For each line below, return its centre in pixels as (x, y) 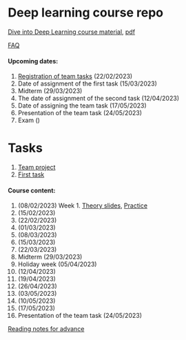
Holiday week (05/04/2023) (57, 264)
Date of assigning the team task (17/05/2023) (82, 106)
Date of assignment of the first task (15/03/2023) (87, 83)
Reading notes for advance (46, 329)
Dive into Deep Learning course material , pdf (72, 32)
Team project (37, 168)
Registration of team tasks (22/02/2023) (75, 77)
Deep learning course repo (86, 13)
